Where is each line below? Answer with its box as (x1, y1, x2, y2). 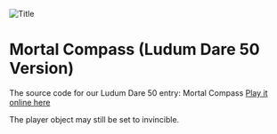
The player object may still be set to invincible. (9, 114, 180, 124)
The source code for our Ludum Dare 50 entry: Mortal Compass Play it (9, 87, 269, 98)
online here (9, 97, 51, 107)
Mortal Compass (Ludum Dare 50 (9, 40, 260, 59)
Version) (9, 59, 74, 79)
